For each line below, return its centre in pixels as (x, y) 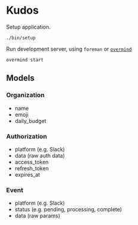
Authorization (27, 136)
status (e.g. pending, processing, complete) (68, 209)
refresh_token (32, 168)
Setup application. (28, 27)
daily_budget (30, 121)
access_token (32, 162)
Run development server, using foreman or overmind (69, 49)
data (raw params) (37, 216)
